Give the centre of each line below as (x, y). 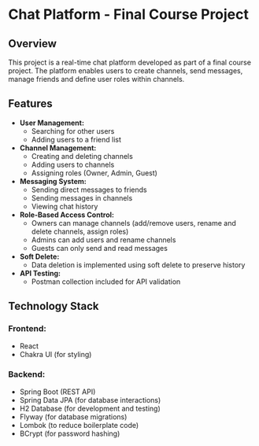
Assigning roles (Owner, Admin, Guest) (94, 173)
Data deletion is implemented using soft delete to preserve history (138, 264)
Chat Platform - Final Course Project (129, 15)
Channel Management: (58, 148)
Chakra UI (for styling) (55, 354)
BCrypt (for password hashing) (70, 433)
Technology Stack (54, 306)
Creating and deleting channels (82, 156)
